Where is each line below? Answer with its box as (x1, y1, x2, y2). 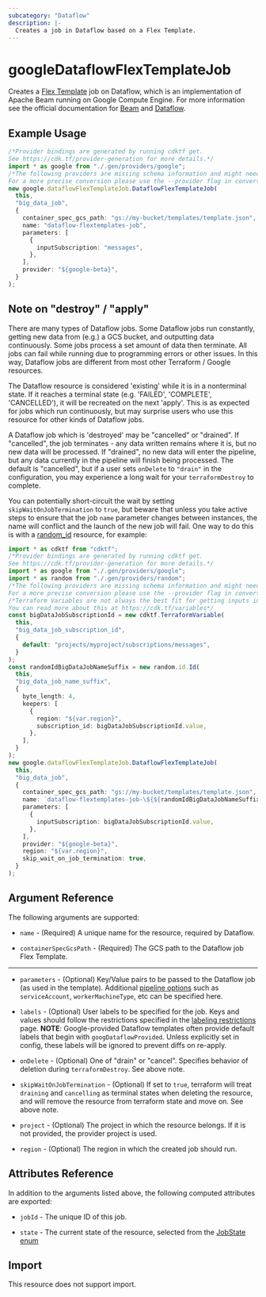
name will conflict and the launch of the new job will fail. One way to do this (8, 521, 254, 531)
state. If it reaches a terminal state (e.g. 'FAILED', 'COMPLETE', (8, 389, 212, 399)
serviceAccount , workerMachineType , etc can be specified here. (19, 991, 223, 1000)
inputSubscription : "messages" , (36, 244, 144, 251)
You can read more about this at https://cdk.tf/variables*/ (8, 604, 215, 612)
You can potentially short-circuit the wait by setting (8, 496, 175, 505)
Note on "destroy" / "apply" (8, 302, 150, 316)
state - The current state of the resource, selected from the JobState (19, 1227, 246, 1237)
